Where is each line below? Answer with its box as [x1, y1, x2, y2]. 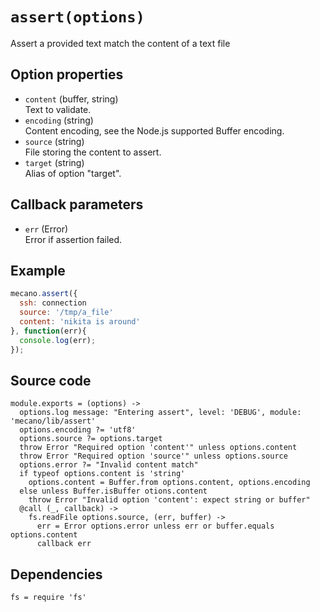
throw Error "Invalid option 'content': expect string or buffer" [28, 495, 311, 505]
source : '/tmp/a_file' [19, 308, 114, 318]
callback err [36, 539, 92, 549]
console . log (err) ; [19, 335, 97, 345]
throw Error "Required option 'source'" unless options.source [19, 451, 288, 462]
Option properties [10, 66, 124, 83]
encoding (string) [24, 114, 94, 126]
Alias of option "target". [24, 167, 122, 179]
